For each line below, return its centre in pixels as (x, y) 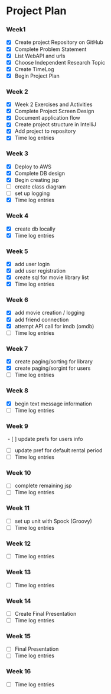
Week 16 (19, 671)
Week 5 (17, 251)
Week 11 (18, 508)
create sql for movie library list (52, 277)
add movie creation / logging (50, 313)
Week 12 (19, 543)
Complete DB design (40, 173)
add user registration (40, 270)
